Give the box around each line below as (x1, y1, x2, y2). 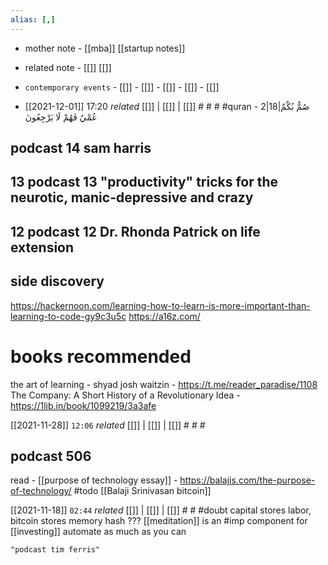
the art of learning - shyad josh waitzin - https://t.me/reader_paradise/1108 (10, 378, 318, 390)
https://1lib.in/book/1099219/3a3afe (10, 399, 157, 411)
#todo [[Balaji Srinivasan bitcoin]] (73, 485, 212, 497)
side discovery (10, 273, 105, 290)
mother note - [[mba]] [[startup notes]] (24, 42, 186, 54)
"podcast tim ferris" (10, 545, 101, 555)
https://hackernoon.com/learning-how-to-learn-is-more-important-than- (10, 299, 311, 311)
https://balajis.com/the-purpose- (179, 474, 316, 486)
